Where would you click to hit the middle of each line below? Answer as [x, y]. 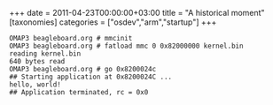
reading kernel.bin [45, 54]
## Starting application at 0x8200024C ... [91, 77]
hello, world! [35, 85]
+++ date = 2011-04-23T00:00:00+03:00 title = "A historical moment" [137, 13]
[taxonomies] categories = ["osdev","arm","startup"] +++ [113, 22]
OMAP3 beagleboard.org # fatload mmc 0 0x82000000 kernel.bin [126, 46]
